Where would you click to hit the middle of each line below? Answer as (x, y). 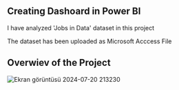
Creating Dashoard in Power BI (74, 11)
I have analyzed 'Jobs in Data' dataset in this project (81, 27)
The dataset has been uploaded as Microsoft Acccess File (89, 41)
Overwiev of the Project (59, 63)
